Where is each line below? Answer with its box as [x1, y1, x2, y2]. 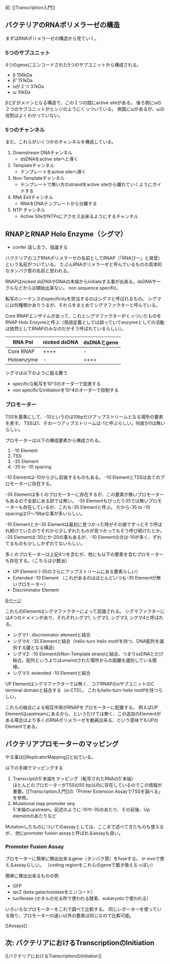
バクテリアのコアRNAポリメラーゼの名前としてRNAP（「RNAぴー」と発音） [5, 255, 163, 261]
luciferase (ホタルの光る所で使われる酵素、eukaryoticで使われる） [12, 895, 151, 901]
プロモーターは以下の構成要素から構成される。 [5, 437, 103, 443]
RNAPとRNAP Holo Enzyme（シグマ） [5, 230, 127, 238]
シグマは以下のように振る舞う [5, 370, 67, 376]
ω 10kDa [12, 89, 31, 95]
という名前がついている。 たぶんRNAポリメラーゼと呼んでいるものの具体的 [5, 261, 162, 267]
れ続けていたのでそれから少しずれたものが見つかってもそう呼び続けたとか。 [5, 528, 165, 534]
